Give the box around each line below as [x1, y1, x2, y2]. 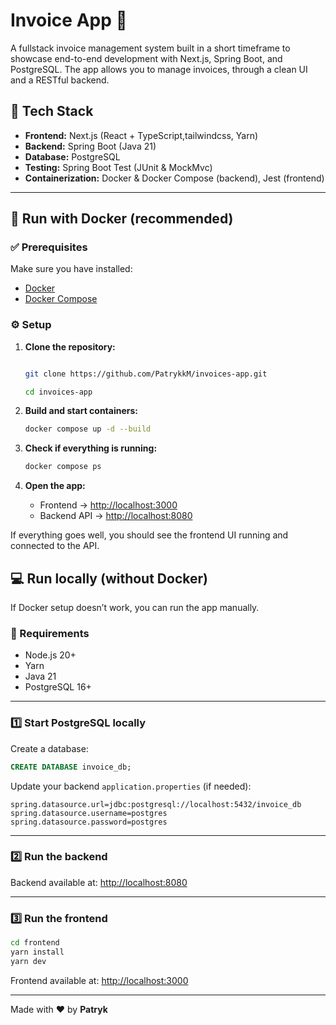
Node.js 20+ [24, 649, 77, 661]
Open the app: [24, 480, 86, 492]
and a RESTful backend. [10, 74, 110, 86]
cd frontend [10, 938, 60, 948]
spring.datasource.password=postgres [10, 817, 168, 827]
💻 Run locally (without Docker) [10, 570, 208, 587]
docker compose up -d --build [24, 424, 152, 434]
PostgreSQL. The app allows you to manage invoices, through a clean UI [10, 63, 308, 75]
